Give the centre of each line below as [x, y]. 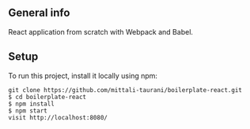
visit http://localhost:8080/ [58, 117]
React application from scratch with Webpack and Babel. [101, 31]
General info [39, 13]
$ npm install [32, 104]
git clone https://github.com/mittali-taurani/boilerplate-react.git [125, 90]
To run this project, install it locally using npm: [83, 76]
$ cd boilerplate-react [47, 97]
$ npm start [28, 111]
